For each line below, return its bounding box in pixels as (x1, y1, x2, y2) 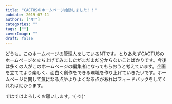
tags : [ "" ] (5, 27, 29, 32)
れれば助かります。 (5, 82, 46, 88)
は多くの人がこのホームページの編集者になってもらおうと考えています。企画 (5, 63, 166, 69)
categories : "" (5, 21, 38, 27)
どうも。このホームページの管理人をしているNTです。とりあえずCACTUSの (5, 50, 164, 57)
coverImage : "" (5, 31, 38, 36)
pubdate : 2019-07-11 (5, 12, 50, 17)
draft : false (5, 36, 33, 41)
